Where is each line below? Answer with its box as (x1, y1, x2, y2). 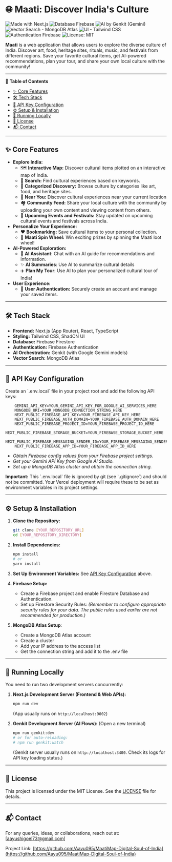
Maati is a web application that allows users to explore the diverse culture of (5, 42, 166, 48)
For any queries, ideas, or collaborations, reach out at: (5, 830, 119, 836)
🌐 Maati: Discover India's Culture (5, 4, 149, 15)
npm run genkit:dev (12, 730, 55, 736)
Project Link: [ (5, 845, 35, 851)
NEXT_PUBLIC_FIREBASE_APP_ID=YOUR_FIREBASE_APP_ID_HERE (14, 444, 137, 449)
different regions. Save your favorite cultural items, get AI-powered (5, 52, 147, 58)
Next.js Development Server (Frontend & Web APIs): (12, 691, 126, 697)
